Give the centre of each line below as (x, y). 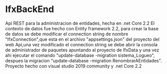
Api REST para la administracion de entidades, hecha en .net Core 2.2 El (80, 23)
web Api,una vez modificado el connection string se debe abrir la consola (81, 44)
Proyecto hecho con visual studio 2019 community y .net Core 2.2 (73, 66)
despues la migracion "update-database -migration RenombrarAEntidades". (83, 60)
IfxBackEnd (30, 9)
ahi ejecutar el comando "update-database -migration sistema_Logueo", (80, 55)
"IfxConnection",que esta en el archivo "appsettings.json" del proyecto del (82, 39)
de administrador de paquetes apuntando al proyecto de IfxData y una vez (82, 50)
